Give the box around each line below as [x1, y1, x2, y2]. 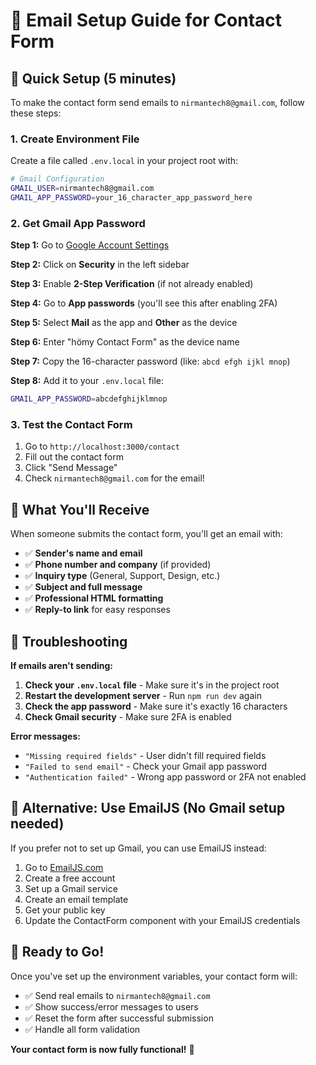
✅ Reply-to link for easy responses [24, 604, 171, 616]
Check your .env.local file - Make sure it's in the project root [24, 679, 280, 691]
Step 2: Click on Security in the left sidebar [10, 259, 190, 271]
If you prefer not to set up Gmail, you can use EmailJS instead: [10, 842, 267, 854]
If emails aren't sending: [10, 660, 113, 672]
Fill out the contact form [24, 451, 124, 463]
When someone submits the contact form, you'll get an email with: [10, 528, 283, 540]
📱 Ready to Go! [10, 944, 105, 961]
